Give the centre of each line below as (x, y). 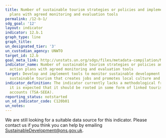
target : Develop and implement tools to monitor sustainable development (83, 74)
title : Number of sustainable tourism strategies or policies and (75, 10)
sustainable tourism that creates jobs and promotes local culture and (85, 78)
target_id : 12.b (22, 55)
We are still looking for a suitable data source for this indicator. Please (76, 120)
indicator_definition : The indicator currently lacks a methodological (80, 83)
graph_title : (19, 42)
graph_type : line (23, 37)
